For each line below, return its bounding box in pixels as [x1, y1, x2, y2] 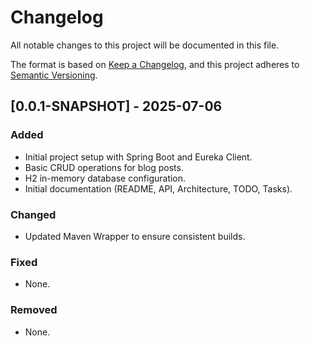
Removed [10, 303, 58, 317]
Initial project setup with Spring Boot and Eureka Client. [24, 151, 253, 163]
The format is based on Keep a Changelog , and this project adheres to [10, 58, 300, 70]
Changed [10, 207, 57, 221]
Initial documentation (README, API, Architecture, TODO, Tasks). [24, 182, 293, 195]
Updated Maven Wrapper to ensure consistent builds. [24, 230, 246, 242]
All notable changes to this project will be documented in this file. [10, 39, 280, 51]
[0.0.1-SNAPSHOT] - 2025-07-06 [10, 98, 223, 115]
